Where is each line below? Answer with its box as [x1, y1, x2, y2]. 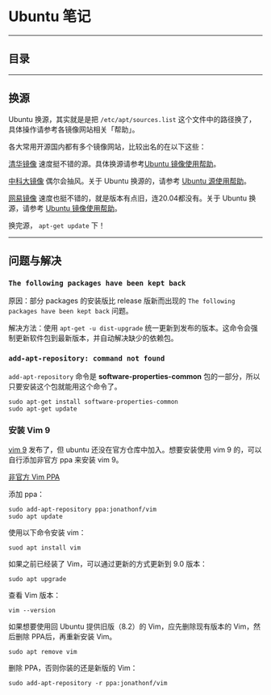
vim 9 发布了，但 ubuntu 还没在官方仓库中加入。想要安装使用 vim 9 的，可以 [8, 444, 262, 454]
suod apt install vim [8, 543, 81, 552]
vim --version [8, 606, 56, 614]
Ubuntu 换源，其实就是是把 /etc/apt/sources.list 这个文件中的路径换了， [8, 114, 256, 124]
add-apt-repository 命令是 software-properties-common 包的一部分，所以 [8, 371, 261, 381]
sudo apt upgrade [8, 575, 67, 583]
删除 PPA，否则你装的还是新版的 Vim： [8, 663, 138, 672]
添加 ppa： [8, 489, 45, 499]
